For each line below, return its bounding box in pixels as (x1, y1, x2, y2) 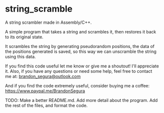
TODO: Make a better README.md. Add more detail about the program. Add (5, 97, 158, 103)
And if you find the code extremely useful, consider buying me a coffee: (5, 82, 150, 88)
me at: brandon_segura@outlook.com (5, 73, 81, 79)
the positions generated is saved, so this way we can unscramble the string (5, 48, 157, 54)
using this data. (5, 53, 36, 59)
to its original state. (5, 34, 44, 40)
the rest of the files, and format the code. (5, 102, 88, 108)
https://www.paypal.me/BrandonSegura (5, 88, 85, 94)
